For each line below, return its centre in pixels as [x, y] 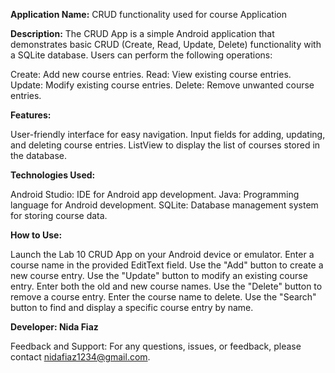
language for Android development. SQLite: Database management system [164, 205]
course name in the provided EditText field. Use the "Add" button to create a [167, 265]
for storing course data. [59, 215]
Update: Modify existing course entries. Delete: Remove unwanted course [162, 85]
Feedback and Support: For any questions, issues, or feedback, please [156, 346]
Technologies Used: [53, 175]
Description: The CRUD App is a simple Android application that [142, 33]
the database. [39, 155]
